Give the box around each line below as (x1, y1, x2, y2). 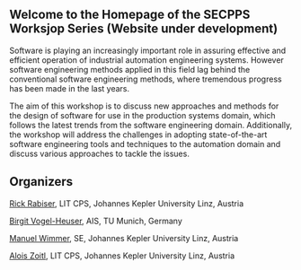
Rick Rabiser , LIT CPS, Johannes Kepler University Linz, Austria (9, 197, 244, 209)
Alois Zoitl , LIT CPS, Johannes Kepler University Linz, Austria (9, 250, 235, 261)
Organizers (9, 174, 74, 189)
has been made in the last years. (9, 83, 130, 93)
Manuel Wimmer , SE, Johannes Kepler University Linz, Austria (9, 232, 239, 243)
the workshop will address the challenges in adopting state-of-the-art (9, 129, 268, 140)
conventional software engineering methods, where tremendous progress (9, 74, 282, 84)
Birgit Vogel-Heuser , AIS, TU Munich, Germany (9, 215, 182, 226)
